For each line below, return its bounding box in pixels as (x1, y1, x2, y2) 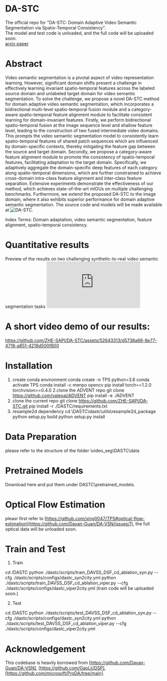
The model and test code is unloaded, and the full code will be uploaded (5, 30, 154, 36)
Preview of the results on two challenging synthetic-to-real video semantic (5, 256, 159, 262)
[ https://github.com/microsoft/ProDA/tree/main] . (5, 671, 105, 677)
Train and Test (5, 544, 66, 554)
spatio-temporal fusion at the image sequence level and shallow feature (5, 122, 153, 128)
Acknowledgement (5, 643, 86, 655)
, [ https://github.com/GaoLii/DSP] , (35, 665, 106, 671)
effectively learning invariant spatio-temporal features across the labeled (5, 85, 155, 91)
